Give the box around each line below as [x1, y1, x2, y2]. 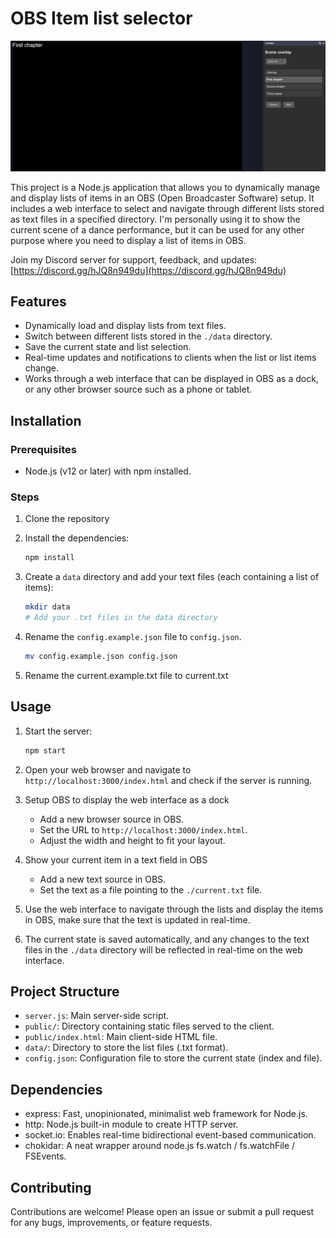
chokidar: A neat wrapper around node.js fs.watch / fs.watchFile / [24, 1140, 296, 1152]
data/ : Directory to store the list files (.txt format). [24, 1042, 229, 1054]
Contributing [10, 1179, 92, 1196]
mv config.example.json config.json [24, 652, 178, 662]
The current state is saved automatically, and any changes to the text [24, 933, 310, 945]
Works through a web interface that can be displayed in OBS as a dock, [24, 373, 319, 385]
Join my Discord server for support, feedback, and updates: [10, 253, 258, 266]
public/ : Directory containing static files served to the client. [24, 1020, 275, 1032]
